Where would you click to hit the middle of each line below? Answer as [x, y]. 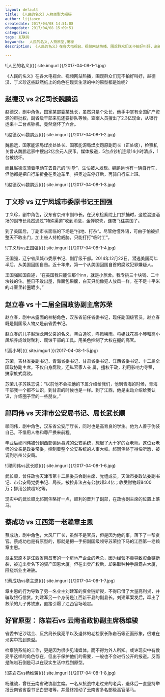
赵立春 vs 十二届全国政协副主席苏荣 [59, 304]
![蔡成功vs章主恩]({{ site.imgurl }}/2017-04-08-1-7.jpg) [60, 581]
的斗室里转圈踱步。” [25, 287]
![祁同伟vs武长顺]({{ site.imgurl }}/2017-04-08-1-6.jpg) [60, 465]
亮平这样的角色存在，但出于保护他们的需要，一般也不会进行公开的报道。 [78, 656]
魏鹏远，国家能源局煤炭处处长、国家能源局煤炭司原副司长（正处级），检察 [79, 145]
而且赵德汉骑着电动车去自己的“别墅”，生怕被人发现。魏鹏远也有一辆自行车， [82, 168]
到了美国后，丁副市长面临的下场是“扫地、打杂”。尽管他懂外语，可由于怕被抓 [82, 231]
